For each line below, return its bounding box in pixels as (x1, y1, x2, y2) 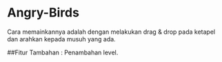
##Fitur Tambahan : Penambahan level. (7, 48, 119, 56)
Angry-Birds (7, 5, 79, 21)
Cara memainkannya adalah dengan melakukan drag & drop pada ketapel (7, 28, 216, 36)
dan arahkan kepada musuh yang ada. (7, 34, 116, 43)
